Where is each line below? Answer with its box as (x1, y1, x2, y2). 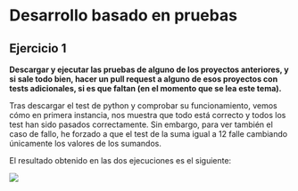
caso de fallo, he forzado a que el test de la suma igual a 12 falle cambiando (9, 129, 288, 139)
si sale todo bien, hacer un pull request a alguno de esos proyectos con (9, 74, 278, 84)
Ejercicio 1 (9, 41, 67, 56)
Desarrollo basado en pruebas (9, 5, 238, 26)
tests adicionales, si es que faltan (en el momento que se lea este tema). (9, 84, 283, 93)
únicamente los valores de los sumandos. (9, 139, 162, 148)
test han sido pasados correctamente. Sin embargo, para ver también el (9, 119, 274, 130)
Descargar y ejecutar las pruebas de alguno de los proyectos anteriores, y (9, 64, 290, 75)
